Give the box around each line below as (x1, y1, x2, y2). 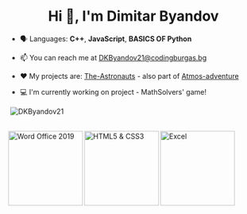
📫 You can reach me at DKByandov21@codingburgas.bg (19, 53, 207, 62)
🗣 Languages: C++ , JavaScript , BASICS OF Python (19, 33, 192, 43)
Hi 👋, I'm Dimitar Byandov (48, 7, 219, 25)
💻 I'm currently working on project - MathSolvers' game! (19, 87, 207, 96)
